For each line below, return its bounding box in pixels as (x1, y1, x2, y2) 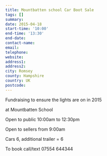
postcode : (5, 83, 26, 88)
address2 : (5, 64, 26, 69)
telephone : (5, 50, 28, 55)
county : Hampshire (5, 73, 44, 79)
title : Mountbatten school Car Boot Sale (5, 7, 94, 13)
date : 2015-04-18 (5, 21, 42, 27)
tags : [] (5, 12, 24, 17)
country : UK (5, 78, 30, 83)
